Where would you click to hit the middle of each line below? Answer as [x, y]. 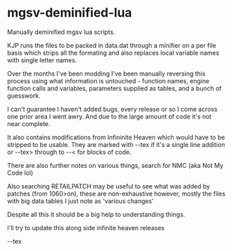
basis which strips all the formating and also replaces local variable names [113, 53]
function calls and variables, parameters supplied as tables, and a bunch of [114, 88]
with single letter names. [42, 60]
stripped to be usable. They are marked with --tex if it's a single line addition [116, 144]
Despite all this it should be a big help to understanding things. [96, 214]
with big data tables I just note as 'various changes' [81, 201]
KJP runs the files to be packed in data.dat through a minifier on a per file [112, 45]
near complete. [29, 123]
